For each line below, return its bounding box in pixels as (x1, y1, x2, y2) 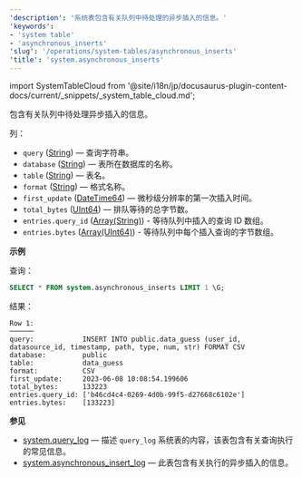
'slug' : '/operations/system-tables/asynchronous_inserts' (9, 47, 238, 56)
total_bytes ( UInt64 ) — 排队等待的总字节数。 (22, 204, 193, 214)
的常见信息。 (22, 445, 71, 456)
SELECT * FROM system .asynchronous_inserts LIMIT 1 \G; (9, 283, 225, 292)
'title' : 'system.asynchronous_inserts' (9, 55, 165, 64)
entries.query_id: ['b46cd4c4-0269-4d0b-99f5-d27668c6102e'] (9, 390, 246, 399)
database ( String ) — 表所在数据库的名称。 (22, 159, 179, 169)
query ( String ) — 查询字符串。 (22, 147, 134, 158)
